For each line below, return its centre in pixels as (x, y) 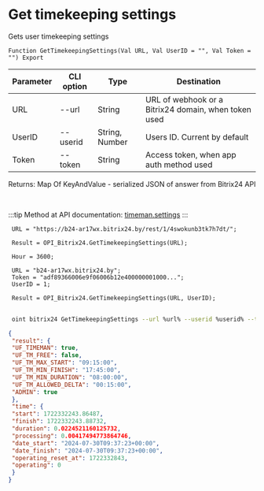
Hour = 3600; (33, 257)
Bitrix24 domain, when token (198, 110)
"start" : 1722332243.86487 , (57, 414)
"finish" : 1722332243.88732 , (59, 422)
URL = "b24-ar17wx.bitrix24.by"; (66, 270)
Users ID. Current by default (197, 137)
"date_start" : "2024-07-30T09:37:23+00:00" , (85, 443)
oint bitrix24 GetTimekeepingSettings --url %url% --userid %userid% (128, 319)
